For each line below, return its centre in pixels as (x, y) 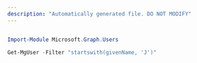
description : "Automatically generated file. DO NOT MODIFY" (100, 14)
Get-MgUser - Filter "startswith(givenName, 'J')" (82, 52)
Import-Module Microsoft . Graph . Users (63, 40)
